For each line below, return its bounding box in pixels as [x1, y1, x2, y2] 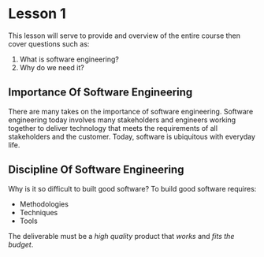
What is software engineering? [19, 54, 120, 64]
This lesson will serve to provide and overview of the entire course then [8, 31, 241, 40]
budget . [8, 240, 34, 249]
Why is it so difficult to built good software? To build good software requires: [8, 184, 257, 193]
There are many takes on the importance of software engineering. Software [8, 106, 254, 116]
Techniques [19, 207, 58, 217]
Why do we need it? [19, 62, 84, 72]
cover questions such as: [8, 39, 90, 48]
